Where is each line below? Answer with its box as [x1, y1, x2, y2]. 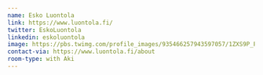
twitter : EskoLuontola [7, 26, 82, 34]
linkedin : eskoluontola [7, 33, 86, 41]
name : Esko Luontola [7, 11, 75, 20]
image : [7, 41, 29, 48]
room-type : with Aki [7, 55, 75, 63]
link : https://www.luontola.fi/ [7, 19, 113, 27]
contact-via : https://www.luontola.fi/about [7, 48, 155, 55]
